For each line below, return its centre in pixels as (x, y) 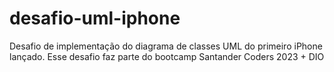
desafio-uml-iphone (95, 18)
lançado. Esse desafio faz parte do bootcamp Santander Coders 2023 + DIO (167, 56)
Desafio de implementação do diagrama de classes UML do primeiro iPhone (166, 46)
